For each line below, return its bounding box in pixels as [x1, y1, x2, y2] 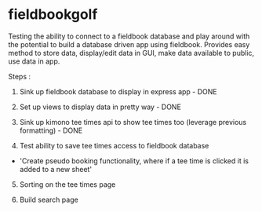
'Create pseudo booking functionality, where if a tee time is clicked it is [19, 155, 249, 166]
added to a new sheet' [19, 164, 93, 174]
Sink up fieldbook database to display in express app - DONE [19, 86, 217, 96]
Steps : [8, 71, 31, 81]
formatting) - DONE [19, 126, 83, 135]
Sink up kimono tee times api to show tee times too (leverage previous [19, 117, 247, 126]
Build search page [19, 195, 78, 204]
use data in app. [8, 57, 60, 66]
